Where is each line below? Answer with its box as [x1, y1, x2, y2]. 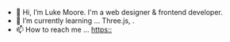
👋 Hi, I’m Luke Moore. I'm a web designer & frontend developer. [15, 8, 224, 17]
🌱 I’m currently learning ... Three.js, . [15, 16, 135, 25]
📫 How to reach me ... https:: [15, 25, 113, 34]
